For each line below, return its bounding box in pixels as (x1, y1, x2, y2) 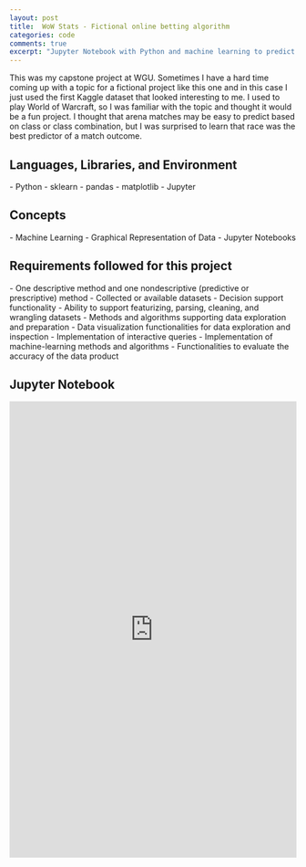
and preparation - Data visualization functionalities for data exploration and (9, 321, 291, 332)
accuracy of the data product (9, 350, 119, 361)
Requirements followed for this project (9, 258, 232, 274)
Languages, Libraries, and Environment (9, 157, 238, 172)
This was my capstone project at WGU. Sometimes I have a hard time (9, 72, 270, 83)
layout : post (9, 13, 59, 23)
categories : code (9, 30, 76, 39)
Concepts (9, 207, 66, 224)
